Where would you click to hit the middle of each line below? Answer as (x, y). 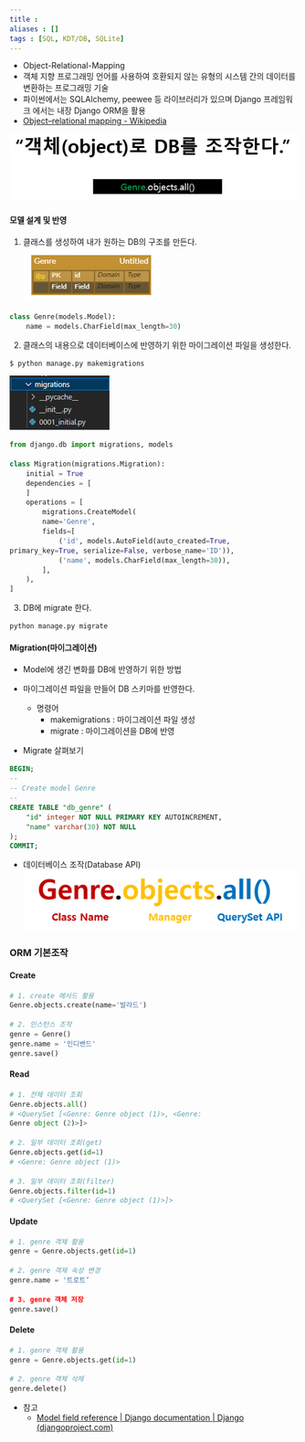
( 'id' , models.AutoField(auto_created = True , (144, 541)
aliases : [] (34, 29)
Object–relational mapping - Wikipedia (95, 121)
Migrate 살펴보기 (53, 751)
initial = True (55, 474)
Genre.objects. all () (49, 1104)
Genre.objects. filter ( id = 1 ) (63, 1191)
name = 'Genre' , (69, 522)
